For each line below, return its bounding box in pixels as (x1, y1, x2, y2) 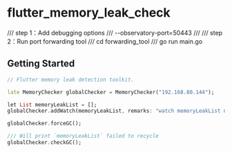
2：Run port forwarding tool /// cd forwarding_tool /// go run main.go (7, 37, 203, 46)
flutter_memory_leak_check (7, 5, 171, 21)
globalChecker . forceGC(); (7, 120, 81, 127)
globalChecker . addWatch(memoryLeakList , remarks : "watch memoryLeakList (7, 107, 221, 115)
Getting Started (7, 57, 75, 70)
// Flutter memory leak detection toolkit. (7, 76, 135, 83)
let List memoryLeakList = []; (7, 101, 97, 108)
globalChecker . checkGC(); (7, 139, 81, 146)
